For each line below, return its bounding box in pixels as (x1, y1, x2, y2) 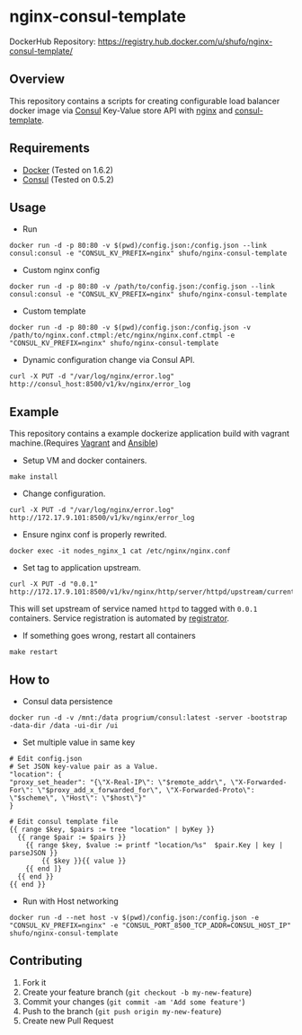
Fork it (22, 977, 47, 987)
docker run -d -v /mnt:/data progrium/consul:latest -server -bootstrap (9, 713, 288, 722)
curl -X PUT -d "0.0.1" (9, 579, 99, 589)
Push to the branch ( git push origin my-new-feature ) (22, 1005, 222, 1016)
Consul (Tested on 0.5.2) (22, 173, 114, 185)
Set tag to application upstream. (22, 562, 141, 573)
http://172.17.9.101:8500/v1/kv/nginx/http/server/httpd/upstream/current (9, 588, 296, 597)
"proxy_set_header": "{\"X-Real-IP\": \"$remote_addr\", (9, 778, 227, 787)
